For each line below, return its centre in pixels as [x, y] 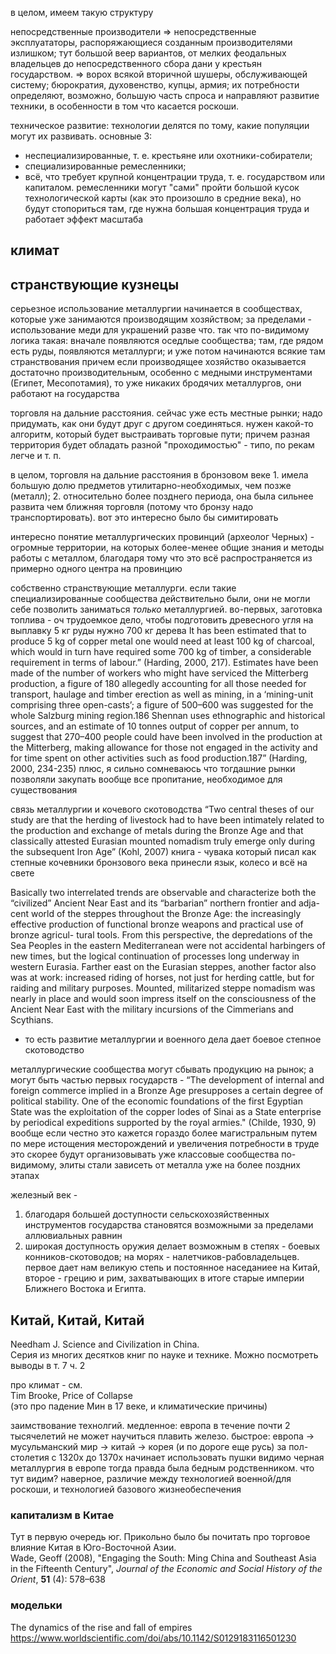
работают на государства [65, 394]
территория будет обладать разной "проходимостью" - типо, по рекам [162, 445]
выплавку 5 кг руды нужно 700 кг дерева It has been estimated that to [158, 631]
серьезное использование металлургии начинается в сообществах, [156, 309]
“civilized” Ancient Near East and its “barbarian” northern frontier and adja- [165, 903]
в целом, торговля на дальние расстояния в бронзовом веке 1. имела [159, 475]
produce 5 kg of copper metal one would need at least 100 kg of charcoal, [162, 641]
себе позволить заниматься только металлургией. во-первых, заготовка [166, 609]
